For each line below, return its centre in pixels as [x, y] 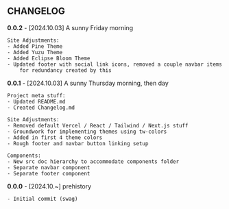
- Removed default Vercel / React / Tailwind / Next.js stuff [98, 125]
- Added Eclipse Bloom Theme [49, 58]
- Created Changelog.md [41, 108]
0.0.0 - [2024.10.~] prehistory [49, 186]
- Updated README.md [37, 101]
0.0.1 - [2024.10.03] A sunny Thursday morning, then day [88, 83]
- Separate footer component [49, 173]
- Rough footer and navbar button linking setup [78, 143]
